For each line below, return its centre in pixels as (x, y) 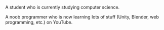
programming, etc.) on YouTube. (39, 22)
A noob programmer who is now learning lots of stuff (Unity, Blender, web (82, 17)
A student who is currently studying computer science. (63, 7)
